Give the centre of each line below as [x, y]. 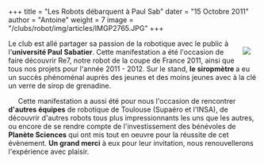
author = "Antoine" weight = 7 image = [71, 20]
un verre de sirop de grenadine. [60, 86]
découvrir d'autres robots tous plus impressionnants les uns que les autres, [131, 118]
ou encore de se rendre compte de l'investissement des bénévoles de [122, 126]
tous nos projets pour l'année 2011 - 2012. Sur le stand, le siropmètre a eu [129, 69]
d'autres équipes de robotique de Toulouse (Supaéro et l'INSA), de [118, 109]
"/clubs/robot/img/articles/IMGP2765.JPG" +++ [86, 28]
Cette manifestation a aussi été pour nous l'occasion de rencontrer [127, 101]
